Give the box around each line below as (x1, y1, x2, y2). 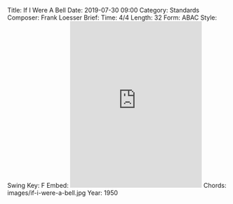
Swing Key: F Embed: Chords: (7, 182, 227, 189)
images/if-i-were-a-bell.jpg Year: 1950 (7, 189, 118, 197)
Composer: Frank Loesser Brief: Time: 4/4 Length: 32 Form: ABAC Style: (7, 13, 218, 22)
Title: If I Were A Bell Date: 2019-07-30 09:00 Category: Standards (7, 6, 200, 14)
